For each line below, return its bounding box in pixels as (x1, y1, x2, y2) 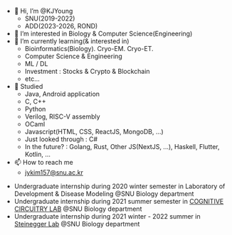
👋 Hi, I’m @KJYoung (14, 7, 73, 15)
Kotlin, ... (24, 150, 51, 158)
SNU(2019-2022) (24, 14, 75, 23)
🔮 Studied (14, 82, 43, 90)
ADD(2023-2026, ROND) (24, 22, 98, 30)
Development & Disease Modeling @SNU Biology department (14, 190, 194, 198)
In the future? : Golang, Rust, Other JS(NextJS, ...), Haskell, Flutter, (24, 143, 220, 151)
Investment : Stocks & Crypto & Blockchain (24, 67, 151, 75)
